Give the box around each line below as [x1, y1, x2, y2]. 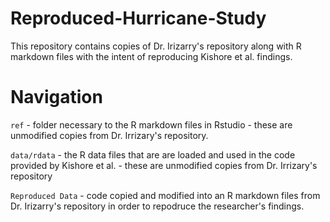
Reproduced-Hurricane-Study [10, 7, 267, 30]
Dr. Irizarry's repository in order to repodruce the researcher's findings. [10, 200, 305, 212]
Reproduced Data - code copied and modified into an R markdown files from [10, 189, 321, 201]
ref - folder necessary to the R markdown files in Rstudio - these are [10, 118, 293, 131]
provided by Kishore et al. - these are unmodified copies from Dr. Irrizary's [10, 159, 318, 171]
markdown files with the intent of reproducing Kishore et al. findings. [10, 50, 293, 62]
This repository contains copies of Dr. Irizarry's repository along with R [10, 40, 302, 52]
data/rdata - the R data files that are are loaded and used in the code [10, 148, 296, 161]
